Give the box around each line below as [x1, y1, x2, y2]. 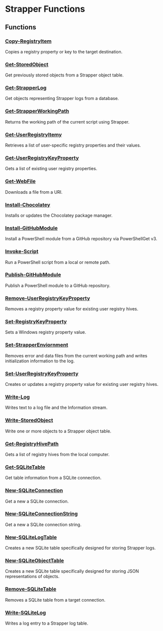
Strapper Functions [5, 3, 85, 15]
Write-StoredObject [5, 417, 53, 424]
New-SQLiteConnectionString [5, 510, 78, 517]
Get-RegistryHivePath [5, 440, 59, 447]
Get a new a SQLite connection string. [5, 521, 82, 528]
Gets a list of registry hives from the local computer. [5, 451, 110, 457]
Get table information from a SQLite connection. [5, 475, 102, 481]
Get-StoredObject [5, 61, 49, 68]
